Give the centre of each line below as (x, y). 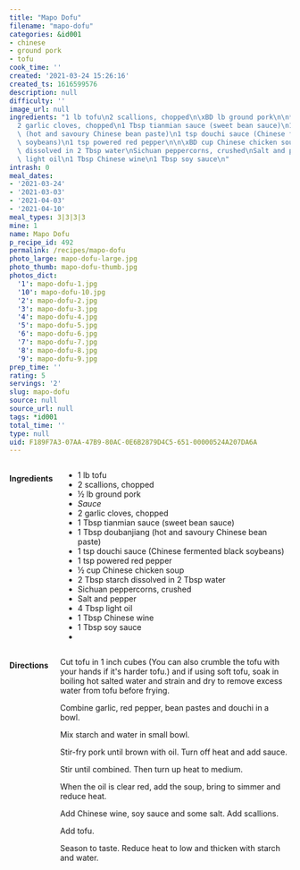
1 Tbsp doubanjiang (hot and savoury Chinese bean (172, 533)
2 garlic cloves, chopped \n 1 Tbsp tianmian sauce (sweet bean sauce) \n (154, 126)
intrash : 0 (29, 167)
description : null (43, 92)
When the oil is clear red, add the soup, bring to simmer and (170, 787)
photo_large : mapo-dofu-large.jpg (74, 259)
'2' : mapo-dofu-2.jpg (58, 301)
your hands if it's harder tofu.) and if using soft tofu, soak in (169, 671)
